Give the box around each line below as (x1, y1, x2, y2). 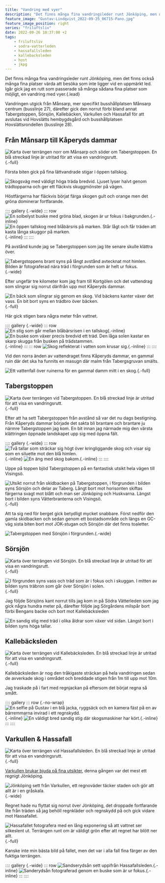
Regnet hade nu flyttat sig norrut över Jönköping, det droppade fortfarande (5, 802, 157, 809)
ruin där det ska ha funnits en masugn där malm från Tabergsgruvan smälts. (5, 358, 159, 364)
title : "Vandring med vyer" (5, 7, 63, 12)
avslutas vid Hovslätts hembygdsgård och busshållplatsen (5, 117, 123, 122)
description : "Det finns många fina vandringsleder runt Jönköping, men (5, 12, 157, 17)
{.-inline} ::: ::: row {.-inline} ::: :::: (5, 343, 157, 349)
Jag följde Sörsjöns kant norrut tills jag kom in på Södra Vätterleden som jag (5, 598, 159, 604)
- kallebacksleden (14, 53, 52, 58)
